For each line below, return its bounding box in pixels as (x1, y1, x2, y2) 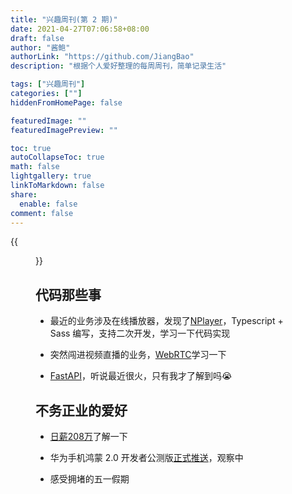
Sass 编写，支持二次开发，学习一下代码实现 (49, 327, 231, 340)
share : (10, 189, 38, 200)
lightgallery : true (10, 171, 92, 181)
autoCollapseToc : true (10, 152, 105, 163)
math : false (10, 162, 60, 172)
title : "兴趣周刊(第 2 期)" (10, 14, 118, 25)
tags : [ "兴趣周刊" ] (10, 79, 86, 90)
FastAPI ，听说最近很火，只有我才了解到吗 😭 (49, 370, 233, 382)
